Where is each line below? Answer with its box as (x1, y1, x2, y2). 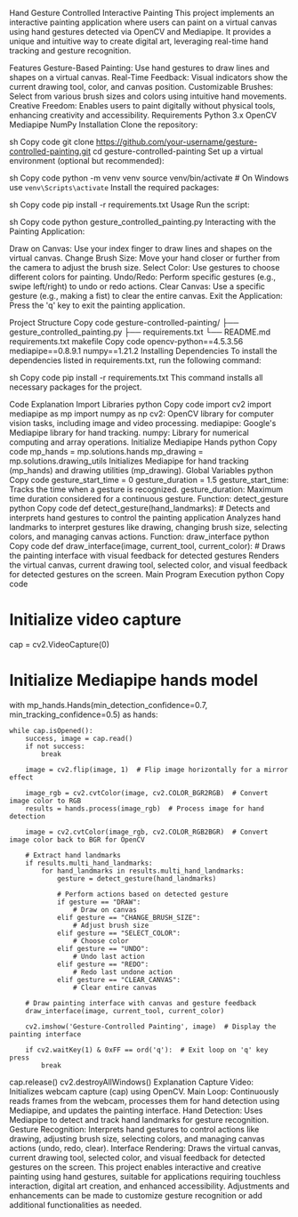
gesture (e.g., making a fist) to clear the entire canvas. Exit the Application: (9, 291, 283, 301)
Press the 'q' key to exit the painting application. (9, 300, 186, 310)
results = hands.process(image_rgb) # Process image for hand (25, 804, 265, 813)
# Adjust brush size (72, 921, 149, 930)
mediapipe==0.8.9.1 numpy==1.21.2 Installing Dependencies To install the (9, 346, 278, 356)
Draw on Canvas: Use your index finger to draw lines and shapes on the (9, 244, 273, 254)
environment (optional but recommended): (9, 156, 165, 165)
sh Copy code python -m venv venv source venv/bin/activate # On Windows (9, 173, 289, 183)
